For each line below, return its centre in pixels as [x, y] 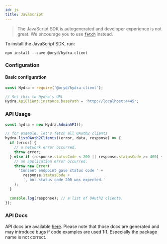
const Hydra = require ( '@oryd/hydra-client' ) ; [54, 88]
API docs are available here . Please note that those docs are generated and [82, 226]
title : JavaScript [24, 14]
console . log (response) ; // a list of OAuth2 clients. [66, 198]
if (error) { [23, 143]
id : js [12, 10]
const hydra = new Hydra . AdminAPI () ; [44, 124]
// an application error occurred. [51, 161]
